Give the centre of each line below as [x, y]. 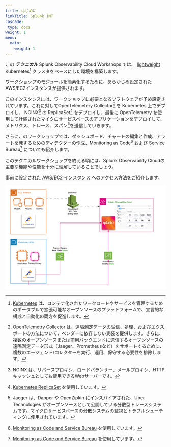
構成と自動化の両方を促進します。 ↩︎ [51, 316]
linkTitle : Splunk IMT [29, 16]
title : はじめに [21, 11]
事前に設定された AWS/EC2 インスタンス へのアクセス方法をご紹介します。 [84, 177]
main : [16, 43]
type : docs [19, 27]
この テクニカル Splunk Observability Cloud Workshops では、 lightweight [83, 64]
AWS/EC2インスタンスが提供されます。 [46, 88]
